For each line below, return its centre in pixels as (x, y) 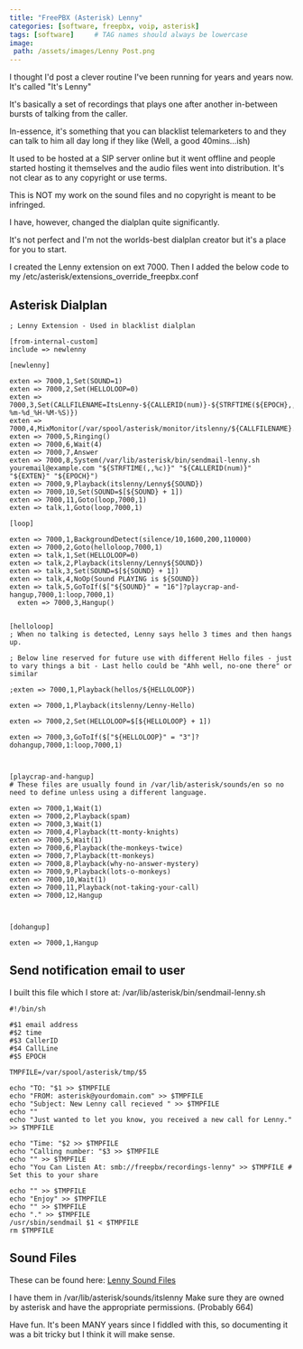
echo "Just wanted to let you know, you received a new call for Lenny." (151, 1119)
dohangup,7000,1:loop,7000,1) (66, 745)
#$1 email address (44, 1024)
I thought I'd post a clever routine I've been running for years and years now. (151, 77)
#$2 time (26, 1033)
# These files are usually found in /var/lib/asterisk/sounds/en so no (147, 784)
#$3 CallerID (34, 1041)
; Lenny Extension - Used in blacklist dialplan (102, 325)
